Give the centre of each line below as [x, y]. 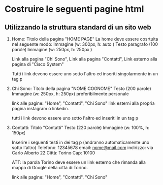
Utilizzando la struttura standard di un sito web [78, 27]
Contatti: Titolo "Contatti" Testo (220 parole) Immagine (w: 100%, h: [81, 127]
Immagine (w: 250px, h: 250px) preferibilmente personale [70, 94]
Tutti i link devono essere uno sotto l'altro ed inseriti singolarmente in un [85, 74]
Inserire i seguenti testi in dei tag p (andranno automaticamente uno [81, 142]
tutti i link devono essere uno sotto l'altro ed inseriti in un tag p [75, 118]
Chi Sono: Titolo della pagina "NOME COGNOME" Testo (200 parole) [81, 89]
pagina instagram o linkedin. [40, 108]
